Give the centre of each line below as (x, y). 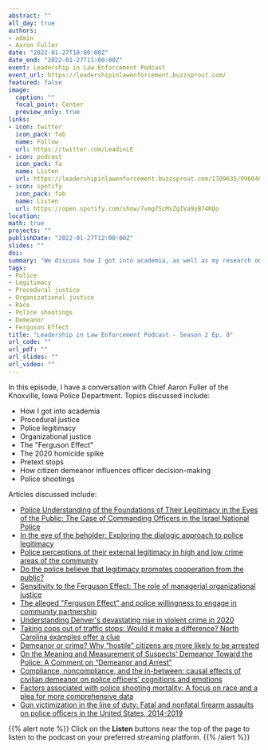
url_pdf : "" (28, 349)
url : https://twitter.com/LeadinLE (75, 149)
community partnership (58, 611)
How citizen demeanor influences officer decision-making (115, 470)
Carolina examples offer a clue (70, 637)
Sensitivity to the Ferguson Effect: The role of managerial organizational (138, 586)
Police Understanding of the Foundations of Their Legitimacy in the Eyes (139, 509)
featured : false (35, 82)
